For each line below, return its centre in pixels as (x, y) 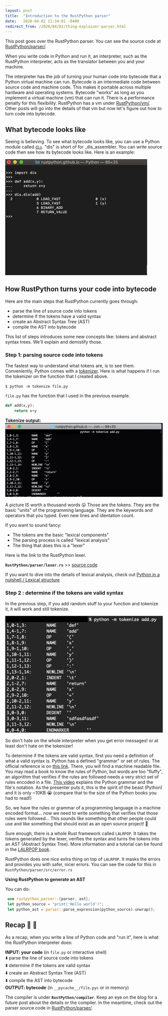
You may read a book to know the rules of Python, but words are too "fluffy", (84, 772)
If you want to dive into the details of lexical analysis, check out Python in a (82, 574)
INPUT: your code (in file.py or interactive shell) (56, 952)
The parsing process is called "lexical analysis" (61, 540)
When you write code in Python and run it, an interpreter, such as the (76, 56)
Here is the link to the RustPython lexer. (46, 555)
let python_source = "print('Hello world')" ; (55, 904)
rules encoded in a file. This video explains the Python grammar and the (79, 782)
